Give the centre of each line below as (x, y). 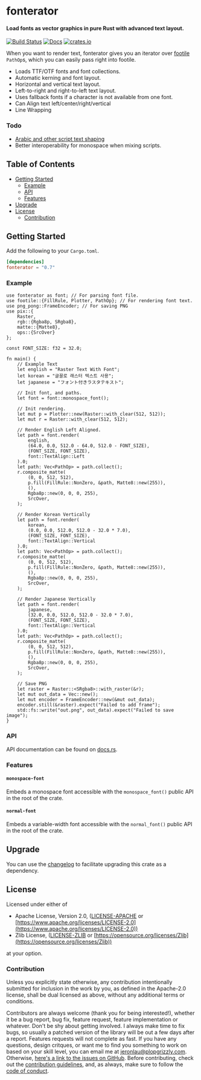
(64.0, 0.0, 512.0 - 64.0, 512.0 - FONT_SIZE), (89, 446)
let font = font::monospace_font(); (63, 398)
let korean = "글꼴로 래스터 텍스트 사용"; (65, 376)
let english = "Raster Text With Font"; (69, 370)
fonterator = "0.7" (31, 268)
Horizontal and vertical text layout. (58, 84)
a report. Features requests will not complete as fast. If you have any (91, 1038)
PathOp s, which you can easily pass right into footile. (71, 60)
